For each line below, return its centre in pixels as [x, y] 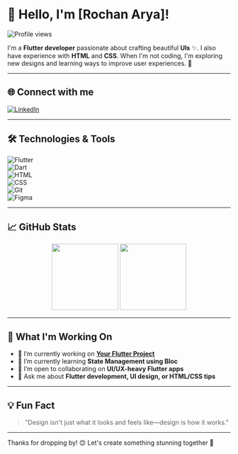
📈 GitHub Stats [42, 227]
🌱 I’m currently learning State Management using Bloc [98, 361]
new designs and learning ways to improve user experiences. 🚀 [100, 63]
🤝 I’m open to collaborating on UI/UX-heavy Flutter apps [101, 369]
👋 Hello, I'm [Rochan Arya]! [89, 15]
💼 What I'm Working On [60, 337]
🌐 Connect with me [51, 92]
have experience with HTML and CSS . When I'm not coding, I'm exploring [115, 55]
